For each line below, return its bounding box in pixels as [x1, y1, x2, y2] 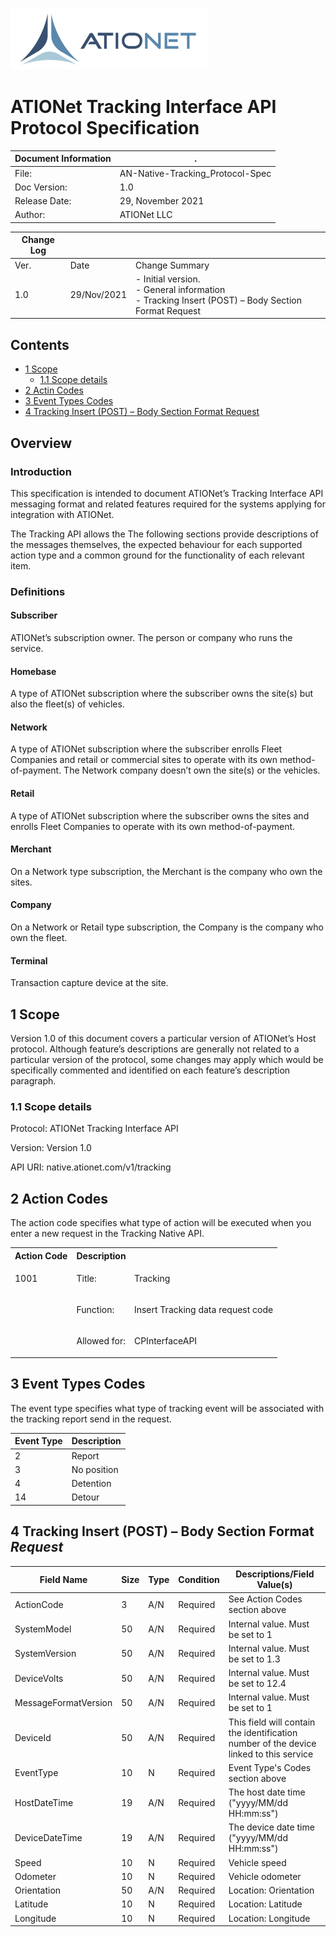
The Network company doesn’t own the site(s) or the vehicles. [63, 764, 321, 777]
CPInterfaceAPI [133, 1335, 198, 1347]
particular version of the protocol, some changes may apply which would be [10, 1054, 324, 1066]
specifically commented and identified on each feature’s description [10, 1064, 291, 1077]
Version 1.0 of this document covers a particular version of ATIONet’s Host [10, 1033, 317, 1045]
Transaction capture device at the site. [10, 977, 169, 989]
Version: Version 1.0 [10, 1142, 92, 1154]
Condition [178, 1573, 220, 1585]
